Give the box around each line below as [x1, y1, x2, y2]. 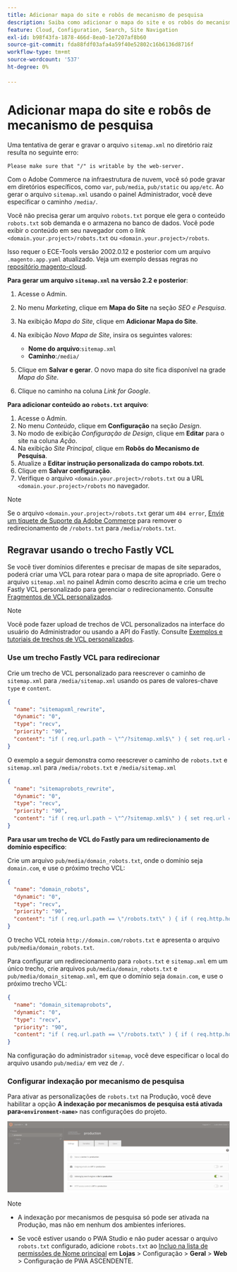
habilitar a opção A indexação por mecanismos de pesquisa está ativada [7, 1100, 223, 1108]
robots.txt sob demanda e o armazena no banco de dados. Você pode [7, 219, 215, 227]
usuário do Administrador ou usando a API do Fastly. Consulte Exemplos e [7, 628, 224, 636]
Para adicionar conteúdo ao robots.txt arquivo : [7, 400, 150, 408]
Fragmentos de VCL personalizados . [7, 593, 114, 601]
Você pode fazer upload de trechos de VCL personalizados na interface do [7, 620, 225, 629]
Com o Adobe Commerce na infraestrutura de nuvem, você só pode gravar [7, 175, 226, 183]
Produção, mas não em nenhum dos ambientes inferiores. [17, 1220, 186, 1229]
